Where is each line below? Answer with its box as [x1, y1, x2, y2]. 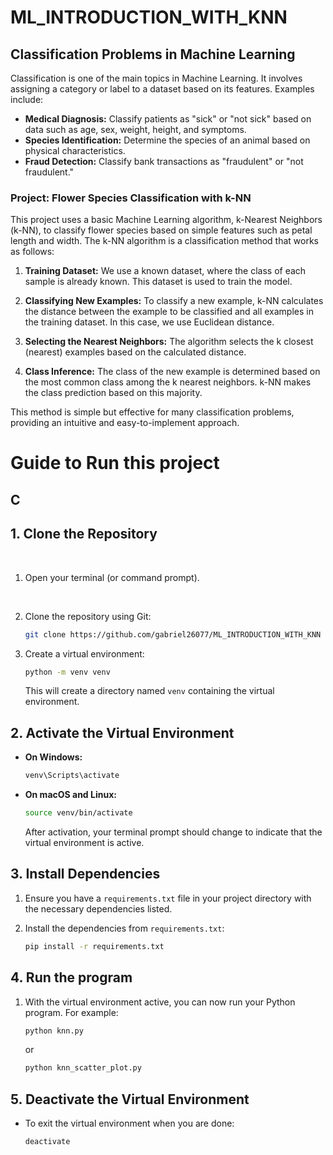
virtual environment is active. [24, 837, 145, 848]
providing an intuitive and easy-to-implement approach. [10, 417, 240, 429]
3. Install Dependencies [10, 866, 161, 883]
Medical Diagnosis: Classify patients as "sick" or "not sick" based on [24, 113, 312, 125]
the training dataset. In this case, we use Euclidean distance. [24, 316, 275, 328]
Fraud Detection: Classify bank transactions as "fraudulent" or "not [24, 156, 304, 167]
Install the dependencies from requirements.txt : [24, 922, 225, 934]
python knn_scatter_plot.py [24, 1063, 142, 1073]
